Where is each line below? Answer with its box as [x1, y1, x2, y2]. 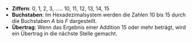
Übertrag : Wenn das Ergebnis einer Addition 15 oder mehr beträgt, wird [11, 24, 186, 31]
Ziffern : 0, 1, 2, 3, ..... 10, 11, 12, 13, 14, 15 [11, 5, 109, 12]
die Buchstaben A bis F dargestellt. [11, 18, 97, 24]
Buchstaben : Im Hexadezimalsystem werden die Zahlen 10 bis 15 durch [11, 11, 186, 18]
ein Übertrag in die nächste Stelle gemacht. [11, 30, 118, 37]
